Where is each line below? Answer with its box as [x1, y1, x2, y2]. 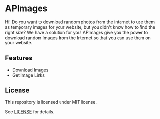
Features [5, 54, 33, 62]
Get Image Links [12, 72, 45, 78]
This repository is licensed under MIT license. [5, 99, 97, 105]
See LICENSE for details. [5, 108, 55, 115]
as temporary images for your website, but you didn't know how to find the [5, 24, 155, 30]
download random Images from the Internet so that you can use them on [5, 35, 151, 40]
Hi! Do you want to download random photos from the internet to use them [5, 19, 155, 25]
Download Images [12, 67, 49, 73]
